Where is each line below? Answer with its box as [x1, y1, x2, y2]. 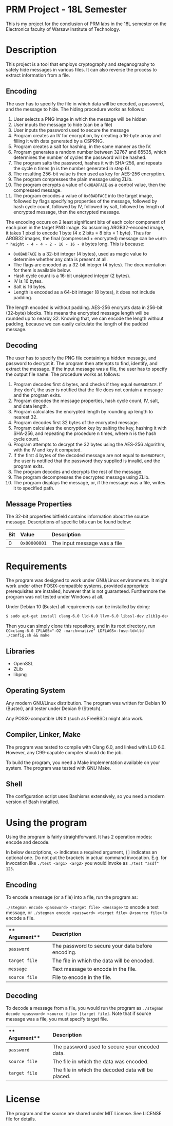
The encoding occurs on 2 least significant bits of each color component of [6, 219, 166, 225]
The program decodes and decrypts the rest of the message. [13, 468, 143, 475]
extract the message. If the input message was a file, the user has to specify [6, 366, 167, 372]
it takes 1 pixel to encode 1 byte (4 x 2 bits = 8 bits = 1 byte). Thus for [6, 230, 151, 236]
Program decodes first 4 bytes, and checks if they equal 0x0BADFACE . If [13, 381, 162, 387]
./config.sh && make [6, 633, 50, 638]
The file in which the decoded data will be [52, 1066, 153, 1073]
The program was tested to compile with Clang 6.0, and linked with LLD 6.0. [6, 744, 166, 750]
